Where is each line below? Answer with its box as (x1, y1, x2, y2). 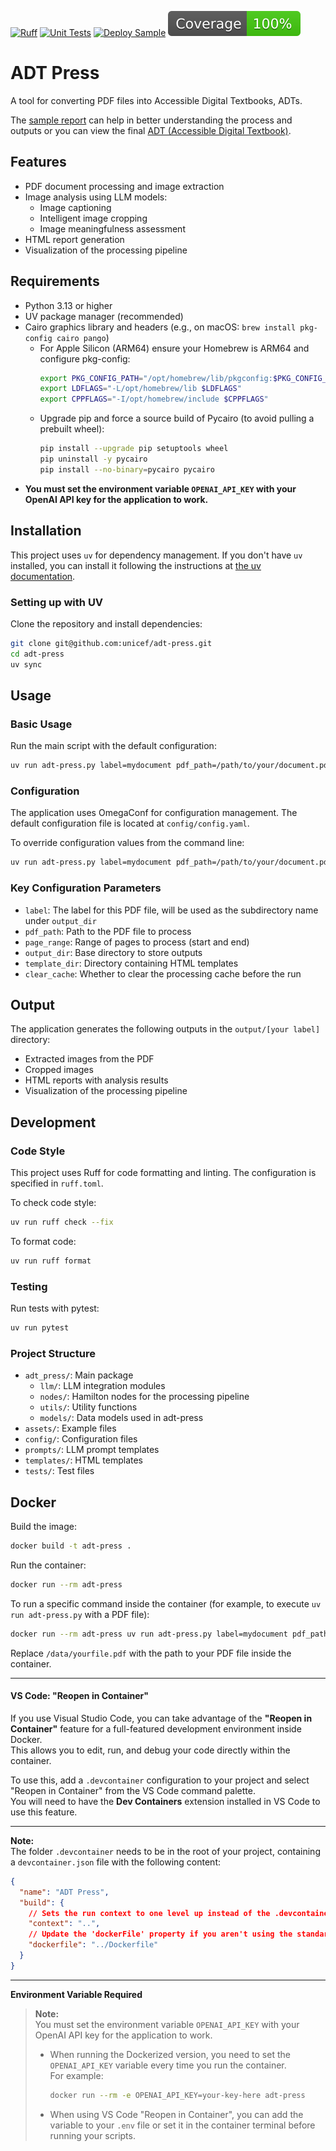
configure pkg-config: (39, 352, 131, 365)
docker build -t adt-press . (10, 1541, 132, 1551)
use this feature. (10, 1806, 78, 1818)
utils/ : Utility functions (39, 1401, 138, 1413)
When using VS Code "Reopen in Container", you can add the (49, 2108, 304, 2120)
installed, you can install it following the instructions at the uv (10, 559, 262, 571)
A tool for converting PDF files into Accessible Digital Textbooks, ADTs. (10, 94, 303, 106)
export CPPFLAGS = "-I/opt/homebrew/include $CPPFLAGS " (39, 394, 269, 405)
